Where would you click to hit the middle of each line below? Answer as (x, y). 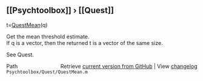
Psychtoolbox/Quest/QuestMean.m (47, 72)
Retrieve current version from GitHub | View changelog (129, 66)
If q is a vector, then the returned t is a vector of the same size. (85, 43)
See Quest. (20, 55)
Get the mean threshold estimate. (48, 37)
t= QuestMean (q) (27, 25)
